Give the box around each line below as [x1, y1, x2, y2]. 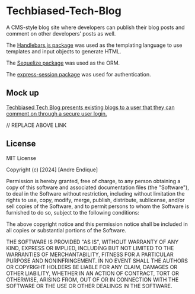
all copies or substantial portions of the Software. [6, 226, 126, 234]
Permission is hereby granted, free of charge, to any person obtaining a [6, 177, 181, 184]
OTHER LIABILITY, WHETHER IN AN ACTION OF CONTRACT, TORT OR [6, 270, 179, 277]
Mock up [6, 88, 40, 98]
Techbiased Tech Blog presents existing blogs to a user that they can [6, 104, 175, 111]
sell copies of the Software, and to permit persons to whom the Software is [6, 203, 190, 210]
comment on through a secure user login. [6, 110, 107, 117]
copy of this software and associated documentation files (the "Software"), [6, 184, 190, 191]
